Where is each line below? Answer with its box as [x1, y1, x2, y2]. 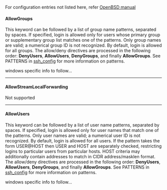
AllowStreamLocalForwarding [5, 84, 68, 90]
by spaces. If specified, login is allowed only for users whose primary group [5, 32, 161, 38]
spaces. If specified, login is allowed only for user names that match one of [5, 127, 159, 133]
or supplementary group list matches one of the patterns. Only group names [5, 37, 162, 43]
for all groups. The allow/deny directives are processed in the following [5, 48, 151, 54]
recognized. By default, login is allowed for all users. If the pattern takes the [5, 137, 160, 143]
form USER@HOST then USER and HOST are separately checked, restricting [5, 143, 162, 149]
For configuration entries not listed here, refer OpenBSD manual [5, 4, 136, 10]
